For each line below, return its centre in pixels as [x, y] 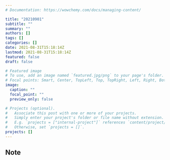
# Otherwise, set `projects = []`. [45, 127]
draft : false [19, 61]
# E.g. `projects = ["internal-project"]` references [65, 122]
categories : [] [21, 43]
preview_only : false [31, 99]
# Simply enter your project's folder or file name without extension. [85, 118]
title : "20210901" [25, 19]
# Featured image [24, 71]
